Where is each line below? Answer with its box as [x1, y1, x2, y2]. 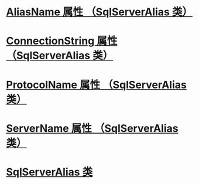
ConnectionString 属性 [6, 35, 118, 47]
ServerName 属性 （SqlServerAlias [6, 121, 179, 135]
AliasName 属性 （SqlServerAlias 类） [6, 5, 193, 19]
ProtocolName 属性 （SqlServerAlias [6, 78, 187, 91]
